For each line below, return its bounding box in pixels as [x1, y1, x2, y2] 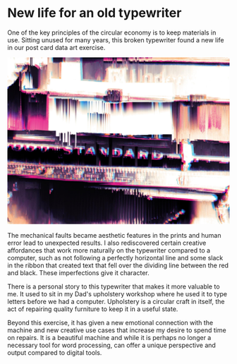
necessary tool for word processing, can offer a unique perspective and [7, 341, 217, 349]
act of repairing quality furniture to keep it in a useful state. [7, 305, 178, 313]
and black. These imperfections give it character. [7, 268, 150, 277]
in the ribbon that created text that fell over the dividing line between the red [7, 261, 229, 269]
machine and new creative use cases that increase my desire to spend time [7, 326, 227, 334]
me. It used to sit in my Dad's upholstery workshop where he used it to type [7, 289, 228, 298]
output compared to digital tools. [7, 348, 102, 357]
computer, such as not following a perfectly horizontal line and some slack [7, 253, 224, 262]
